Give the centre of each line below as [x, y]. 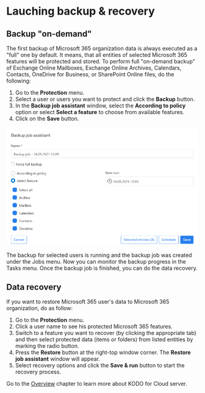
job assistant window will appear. [58, 359]
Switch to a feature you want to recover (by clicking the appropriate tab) [106, 333]
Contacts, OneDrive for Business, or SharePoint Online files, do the [90, 74]
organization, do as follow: [40, 308]
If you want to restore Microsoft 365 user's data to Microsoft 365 [88, 302]
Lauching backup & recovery [81, 11]
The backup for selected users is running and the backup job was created [99, 255]
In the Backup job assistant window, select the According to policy [100, 106]
